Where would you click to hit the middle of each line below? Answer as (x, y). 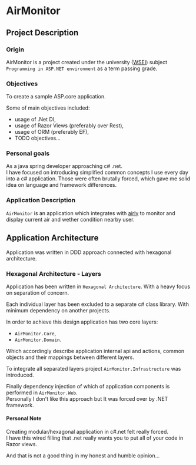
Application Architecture (52, 238)
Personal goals (28, 153)
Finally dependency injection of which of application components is (88, 386)
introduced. (20, 375)
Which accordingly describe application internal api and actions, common (95, 351)
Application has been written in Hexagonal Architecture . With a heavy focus (98, 286)
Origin (15, 50)
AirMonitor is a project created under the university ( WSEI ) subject (87, 62)
